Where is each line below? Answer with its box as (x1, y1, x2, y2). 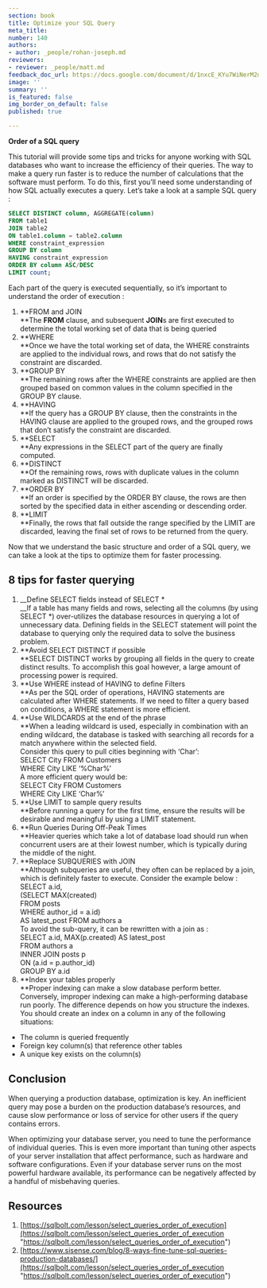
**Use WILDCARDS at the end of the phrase (19, 712, 167, 722)
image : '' (8, 78, 41, 86)
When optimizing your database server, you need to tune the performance (8, 1134, 252, 1143)
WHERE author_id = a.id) (19, 907, 101, 917)
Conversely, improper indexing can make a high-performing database (19, 991, 249, 1001)
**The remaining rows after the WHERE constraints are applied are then (19, 374, 257, 384)
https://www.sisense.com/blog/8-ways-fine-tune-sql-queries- (22, 1246, 228, 1255)
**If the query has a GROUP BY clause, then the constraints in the (19, 408, 238, 417)
